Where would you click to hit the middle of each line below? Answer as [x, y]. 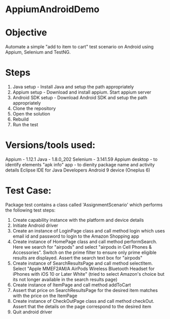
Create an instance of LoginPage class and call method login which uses [89, 230]
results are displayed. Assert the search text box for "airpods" [77, 257]
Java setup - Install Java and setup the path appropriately [73, 87]
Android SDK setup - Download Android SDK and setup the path [80, 98]
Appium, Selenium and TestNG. [38, 52]
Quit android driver [32, 312]
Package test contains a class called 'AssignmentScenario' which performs [84, 205]
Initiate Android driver [35, 225]
